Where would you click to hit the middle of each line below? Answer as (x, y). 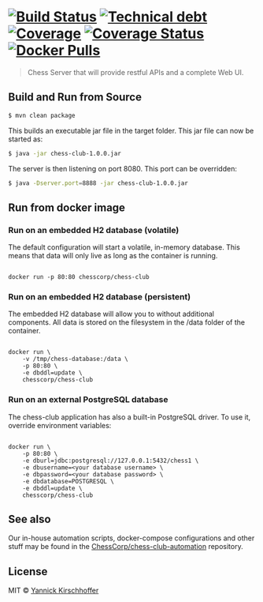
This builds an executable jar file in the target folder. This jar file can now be (131, 130)
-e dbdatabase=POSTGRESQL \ (68, 481)
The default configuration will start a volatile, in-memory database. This (124, 247)
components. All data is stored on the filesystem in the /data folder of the (127, 322)
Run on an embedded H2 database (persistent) (100, 296)
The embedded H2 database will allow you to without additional (111, 314)
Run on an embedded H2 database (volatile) (94, 230)
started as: (26, 139)
